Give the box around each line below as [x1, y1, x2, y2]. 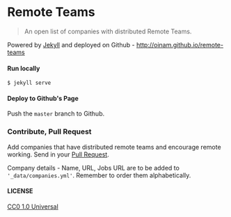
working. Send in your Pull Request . [7, 150, 109, 159]
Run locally [7, 64, 40, 72]
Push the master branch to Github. [7, 109, 105, 118]
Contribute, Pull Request [7, 127, 92, 136]
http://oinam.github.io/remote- [136, 40, 224, 49]
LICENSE [7, 187, 33, 195]
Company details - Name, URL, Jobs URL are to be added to [7, 163, 180, 172]
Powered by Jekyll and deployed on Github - [7, 40, 135, 49]
